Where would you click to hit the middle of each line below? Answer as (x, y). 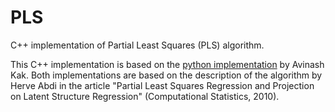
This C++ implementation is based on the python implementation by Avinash (167, 64)
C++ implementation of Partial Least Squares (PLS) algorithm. (137, 45)
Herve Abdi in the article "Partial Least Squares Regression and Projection (162, 85)
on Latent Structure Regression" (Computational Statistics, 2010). (145, 96)
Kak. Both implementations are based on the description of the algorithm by (166, 75)
